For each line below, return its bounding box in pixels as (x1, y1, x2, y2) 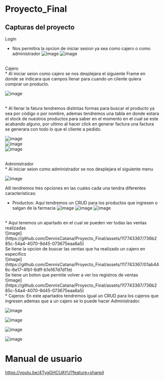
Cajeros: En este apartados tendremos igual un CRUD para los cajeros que (8, 293, 159, 299)
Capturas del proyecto (5, 23, 75, 31)
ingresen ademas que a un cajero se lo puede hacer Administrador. (5, 298, 141, 304)
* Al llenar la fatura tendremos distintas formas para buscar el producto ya (5, 106, 155, 111)
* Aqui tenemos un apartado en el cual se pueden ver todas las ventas (5, 220, 147, 225)
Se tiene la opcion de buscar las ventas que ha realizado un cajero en (5, 246, 145, 251)
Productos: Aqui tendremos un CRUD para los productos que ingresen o (12, 200, 158, 206)
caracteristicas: (5, 190, 37, 196)
